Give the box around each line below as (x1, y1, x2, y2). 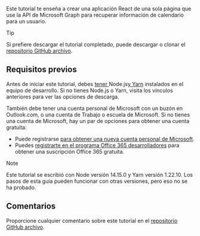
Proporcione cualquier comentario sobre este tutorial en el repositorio (6, 217, 178, 224)
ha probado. (6, 183, 36, 191)
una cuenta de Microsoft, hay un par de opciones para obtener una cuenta (6, 117, 190, 124)
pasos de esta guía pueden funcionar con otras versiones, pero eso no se (6, 177, 188, 185)
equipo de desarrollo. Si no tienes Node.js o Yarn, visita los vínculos (6, 87, 173, 94)
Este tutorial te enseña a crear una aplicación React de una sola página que (6, 5, 192, 12)
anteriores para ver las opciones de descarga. (6, 93, 119, 100)
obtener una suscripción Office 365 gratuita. (14, 148, 124, 155)
